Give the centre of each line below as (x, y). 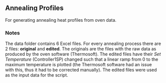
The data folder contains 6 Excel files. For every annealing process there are (83, 43)
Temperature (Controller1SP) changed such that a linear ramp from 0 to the (82, 59)
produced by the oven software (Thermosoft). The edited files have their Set (83, 54)
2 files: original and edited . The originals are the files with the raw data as (81, 49)
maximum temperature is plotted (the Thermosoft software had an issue (79, 65)
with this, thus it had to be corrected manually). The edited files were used (81, 70)
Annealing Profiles (34, 8)
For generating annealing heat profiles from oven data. (61, 20)
